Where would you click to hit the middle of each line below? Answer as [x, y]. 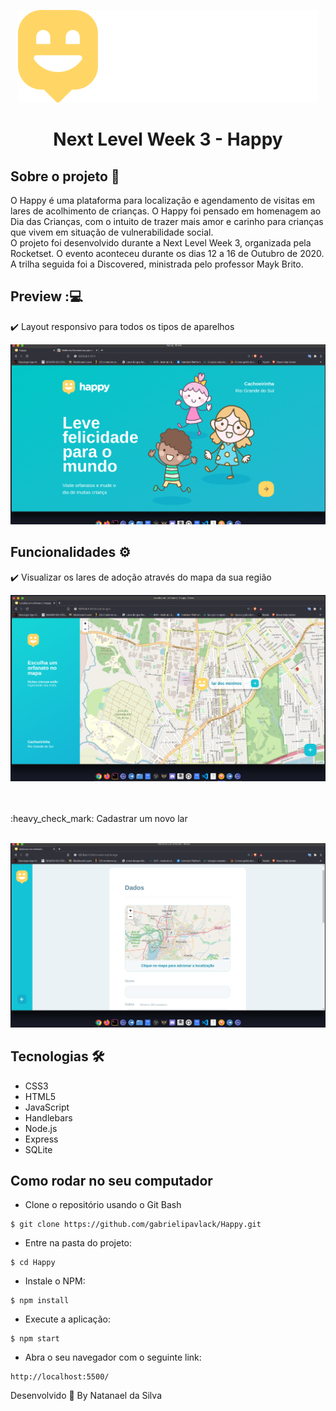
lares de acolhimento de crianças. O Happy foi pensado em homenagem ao [166, 211]
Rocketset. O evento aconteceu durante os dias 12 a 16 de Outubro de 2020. [167, 253]
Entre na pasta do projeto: [78, 1243]
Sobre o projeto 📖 [65, 176]
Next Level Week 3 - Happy [168, 139]
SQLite [38, 1149]
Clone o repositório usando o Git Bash [103, 1205]
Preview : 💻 [46, 296]
